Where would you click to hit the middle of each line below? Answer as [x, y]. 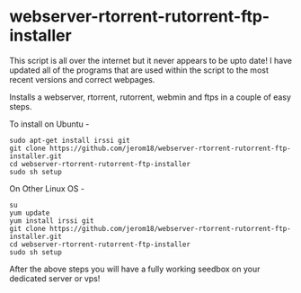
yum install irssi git [52, 221]
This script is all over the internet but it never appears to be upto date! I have [150, 60]
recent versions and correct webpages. [82, 79]
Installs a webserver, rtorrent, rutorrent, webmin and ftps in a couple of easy [150, 97]
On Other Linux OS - [47, 188]
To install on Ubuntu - [49, 124]
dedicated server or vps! [55, 278]
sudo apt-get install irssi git [70, 140]
